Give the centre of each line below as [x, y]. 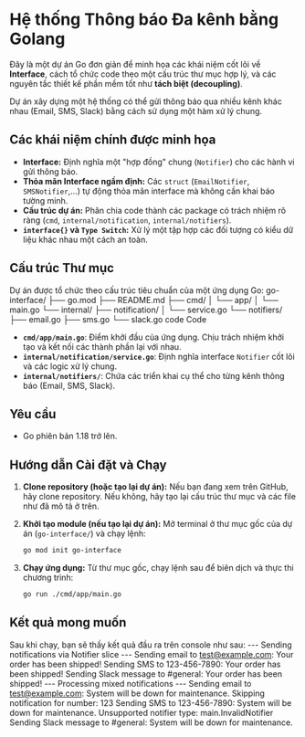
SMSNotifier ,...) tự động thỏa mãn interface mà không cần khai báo [149, 191]
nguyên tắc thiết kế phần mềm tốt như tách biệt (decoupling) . [126, 83]
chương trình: [48, 578]
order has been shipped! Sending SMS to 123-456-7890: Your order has [145, 664]
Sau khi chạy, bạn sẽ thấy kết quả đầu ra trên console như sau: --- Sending [151, 645]
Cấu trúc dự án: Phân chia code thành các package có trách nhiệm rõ [154, 210]
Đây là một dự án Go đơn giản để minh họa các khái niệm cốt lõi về [135, 64]
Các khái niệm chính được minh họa [113, 140]
